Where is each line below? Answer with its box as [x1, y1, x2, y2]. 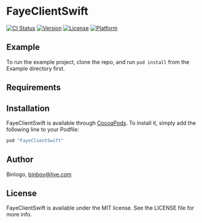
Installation [6, 103, 50, 113]
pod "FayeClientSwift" [6, 137, 64, 144]
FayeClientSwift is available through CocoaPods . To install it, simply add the [6, 119, 197, 126]
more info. [6, 211, 32, 218]
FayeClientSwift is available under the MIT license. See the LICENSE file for [6, 204, 195, 211]
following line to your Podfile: [6, 126, 80, 133]
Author [6, 154, 33, 165]
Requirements [6, 82, 61, 93]
